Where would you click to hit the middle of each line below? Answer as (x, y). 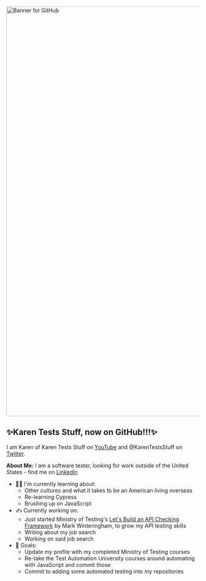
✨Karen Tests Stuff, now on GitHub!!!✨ (82, 432)
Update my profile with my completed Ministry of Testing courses (107, 552)
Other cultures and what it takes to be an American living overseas (109, 490)
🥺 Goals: (26, 545)
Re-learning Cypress (51, 497)
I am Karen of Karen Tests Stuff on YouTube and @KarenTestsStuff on (94, 447)
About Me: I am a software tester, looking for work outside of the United (97, 465)
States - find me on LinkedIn (42, 472)
